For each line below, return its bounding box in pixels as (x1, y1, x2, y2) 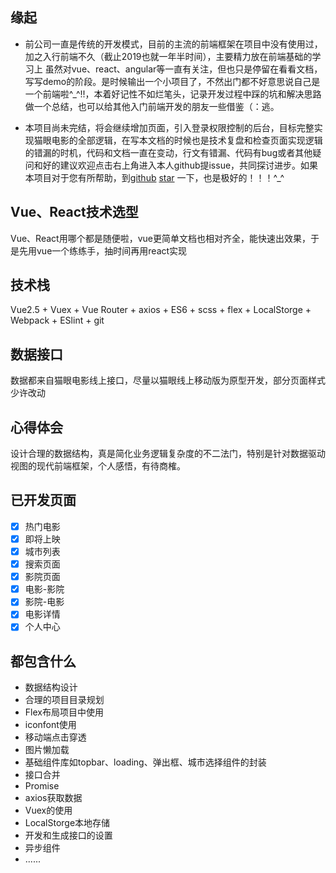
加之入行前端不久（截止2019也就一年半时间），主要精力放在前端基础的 (24, 50, 313, 62)
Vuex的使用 (24, 804, 73, 817)
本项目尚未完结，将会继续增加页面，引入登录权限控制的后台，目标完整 (24, 121, 315, 133)
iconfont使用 (24, 719, 77, 731)
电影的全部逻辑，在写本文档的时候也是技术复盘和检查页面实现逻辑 (51, 134, 323, 146)
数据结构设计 (24, 681, 78, 693)
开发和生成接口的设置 (24, 829, 113, 842)
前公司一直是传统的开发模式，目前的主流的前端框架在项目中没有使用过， (24, 38, 323, 50)
